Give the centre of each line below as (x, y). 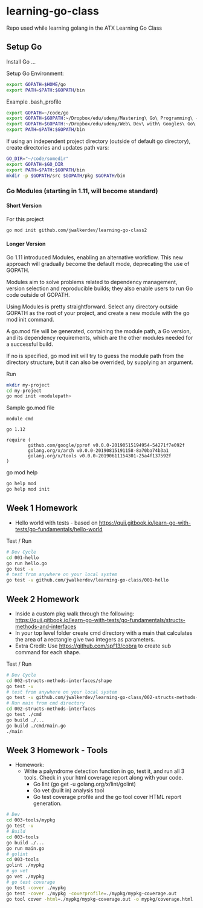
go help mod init (28, 489)
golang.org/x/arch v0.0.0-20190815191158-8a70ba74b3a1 (98, 451)
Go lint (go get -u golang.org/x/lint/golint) (84, 784)
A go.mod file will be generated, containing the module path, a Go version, (99, 331)
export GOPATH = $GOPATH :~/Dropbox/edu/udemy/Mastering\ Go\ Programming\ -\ (104, 118)
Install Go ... (21, 61)
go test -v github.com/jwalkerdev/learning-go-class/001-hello (88, 580)
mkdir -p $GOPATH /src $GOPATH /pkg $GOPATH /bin (66, 176)
